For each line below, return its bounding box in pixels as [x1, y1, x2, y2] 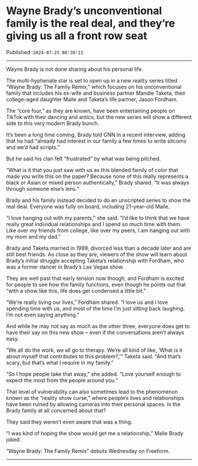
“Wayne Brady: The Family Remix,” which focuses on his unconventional [6, 83, 181, 90]
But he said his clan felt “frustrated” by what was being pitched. [6, 155, 161, 162]
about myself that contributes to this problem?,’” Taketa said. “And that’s [6, 352, 181, 360]
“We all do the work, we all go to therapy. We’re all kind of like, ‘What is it [6, 346, 183, 353]
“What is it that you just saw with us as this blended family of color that [6, 166, 179, 173]
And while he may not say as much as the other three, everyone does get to [6, 322, 190, 329]
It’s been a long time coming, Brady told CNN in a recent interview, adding [6, 131, 186, 138]
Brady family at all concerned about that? [6, 406, 106, 414]
